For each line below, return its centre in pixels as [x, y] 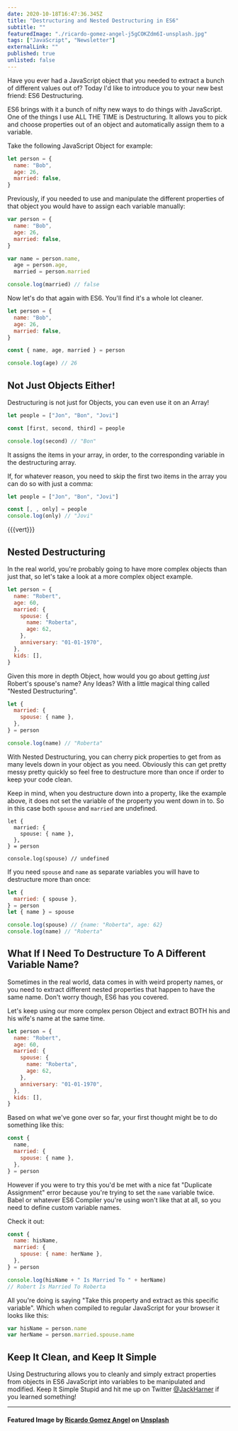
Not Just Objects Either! [61, 385]
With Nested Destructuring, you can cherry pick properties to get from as [114, 757]
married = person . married [52, 272]
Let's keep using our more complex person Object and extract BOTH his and [119, 1010]
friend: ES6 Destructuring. [45, 95]
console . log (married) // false [53, 285]
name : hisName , [36, 1241]
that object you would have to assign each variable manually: [96, 206]
